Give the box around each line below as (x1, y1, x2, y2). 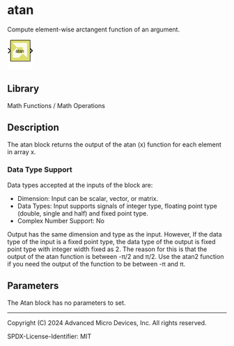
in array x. (7, 147, 36, 156)
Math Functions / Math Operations (7, 101, 106, 110)
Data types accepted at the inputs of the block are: (7, 181, 153, 189)
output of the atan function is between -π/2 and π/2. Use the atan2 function (7, 252, 224, 260)
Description (7, 121, 59, 134)
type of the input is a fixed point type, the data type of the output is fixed (7, 237, 216, 246)
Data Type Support (7, 165, 72, 174)
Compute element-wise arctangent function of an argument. (7, 25, 180, 33)
